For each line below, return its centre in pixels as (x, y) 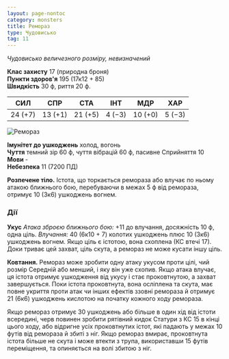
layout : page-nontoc (37, 13)
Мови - (18, 160)
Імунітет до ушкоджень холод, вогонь (64, 145)
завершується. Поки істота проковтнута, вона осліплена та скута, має (110, 284)
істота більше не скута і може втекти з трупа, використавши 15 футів (108, 341)
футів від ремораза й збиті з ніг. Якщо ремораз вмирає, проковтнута (108, 334)
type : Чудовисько (32, 33)
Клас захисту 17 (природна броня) (58, 72)
